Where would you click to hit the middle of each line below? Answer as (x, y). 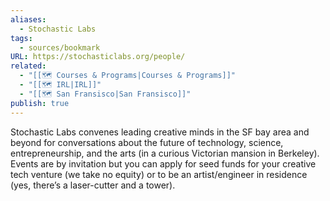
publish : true (40, 103)
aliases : (28, 19)
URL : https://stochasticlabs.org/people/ (98, 57)
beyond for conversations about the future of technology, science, (147, 142)
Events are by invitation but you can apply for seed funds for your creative (163, 163)
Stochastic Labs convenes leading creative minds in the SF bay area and (160, 132)
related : (28, 66)
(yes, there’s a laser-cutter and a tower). (93, 185)
